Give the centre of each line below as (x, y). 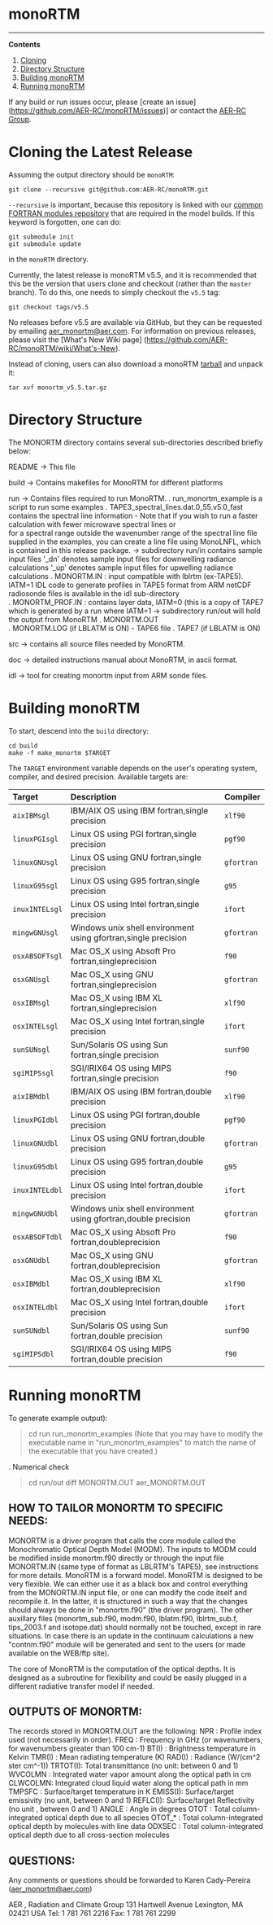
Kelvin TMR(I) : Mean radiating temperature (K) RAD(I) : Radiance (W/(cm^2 (134, 1757)
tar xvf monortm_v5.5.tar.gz (58, 388)
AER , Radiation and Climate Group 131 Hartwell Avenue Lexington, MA (126, 1905)
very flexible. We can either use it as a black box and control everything (128, 1584)
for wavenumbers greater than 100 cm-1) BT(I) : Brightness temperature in (132, 1748)
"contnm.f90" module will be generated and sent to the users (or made (127, 1644)
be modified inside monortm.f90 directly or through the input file (117, 1558)
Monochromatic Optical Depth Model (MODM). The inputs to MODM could (133, 1549)
